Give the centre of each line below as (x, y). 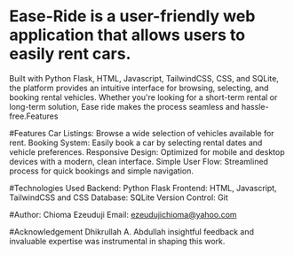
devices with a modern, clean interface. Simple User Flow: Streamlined (139, 161)
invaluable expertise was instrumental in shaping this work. (117, 241)
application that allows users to (127, 35)
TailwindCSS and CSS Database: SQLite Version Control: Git (119, 197)
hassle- (255, 106)
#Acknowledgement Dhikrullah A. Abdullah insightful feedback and (132, 231)
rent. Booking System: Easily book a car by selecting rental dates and (136, 143)
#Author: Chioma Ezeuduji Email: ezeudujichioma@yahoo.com (123, 214)
